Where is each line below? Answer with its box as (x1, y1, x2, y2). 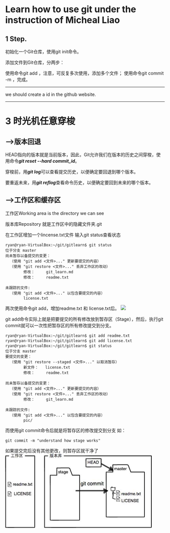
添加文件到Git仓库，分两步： (5, 59, 65, 65)
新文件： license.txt (23, 365, 71, 370)
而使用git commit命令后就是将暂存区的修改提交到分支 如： (5, 427, 126, 433)
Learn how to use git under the (5, 4, 137, 15)
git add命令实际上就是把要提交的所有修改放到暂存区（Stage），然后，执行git (5, 316, 163, 322)
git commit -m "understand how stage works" (5, 438, 101, 443)
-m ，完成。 (5, 77, 30, 82)
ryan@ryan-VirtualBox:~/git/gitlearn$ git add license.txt (5, 338, 133, 343)
